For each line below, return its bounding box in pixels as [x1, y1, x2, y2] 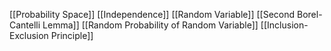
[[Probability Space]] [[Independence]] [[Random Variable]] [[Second [9, 9, 296, 20]
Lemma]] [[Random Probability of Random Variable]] [42, 19, 259, 31]
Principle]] [50, 30, 94, 41]
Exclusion [9, 30, 49, 41]
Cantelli [9, 19, 41, 31]
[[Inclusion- [260, 19, 309, 31]
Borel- [296, 9, 323, 20]
